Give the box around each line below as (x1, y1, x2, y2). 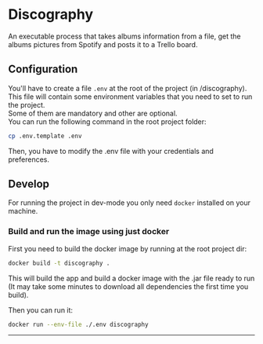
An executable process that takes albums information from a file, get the (8, 31, 241, 41)
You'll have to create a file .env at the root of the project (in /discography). (8, 83, 247, 93)
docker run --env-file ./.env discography (8, 320, 149, 328)
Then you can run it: (8, 305, 73, 315)
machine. (8, 207, 38, 216)
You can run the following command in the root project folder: (8, 116, 207, 126)
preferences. (8, 155, 49, 164)
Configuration (8, 63, 78, 76)
